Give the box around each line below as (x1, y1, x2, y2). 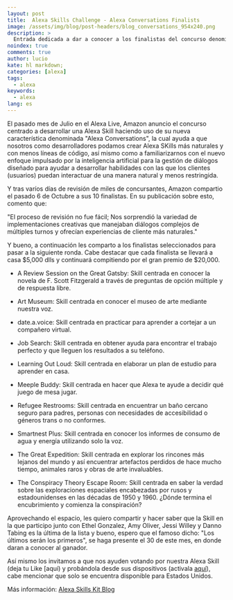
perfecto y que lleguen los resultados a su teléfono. (17, 346, 165, 354)
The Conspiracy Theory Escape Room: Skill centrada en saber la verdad (17, 478, 223, 486)
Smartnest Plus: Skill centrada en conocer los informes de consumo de (17, 429, 221, 438)
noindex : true (7, 42, 49, 49)
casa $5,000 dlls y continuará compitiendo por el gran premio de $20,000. (7, 255, 221, 264)
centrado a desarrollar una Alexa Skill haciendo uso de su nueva (7, 126, 191, 135)
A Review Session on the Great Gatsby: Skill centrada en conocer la (17, 268, 210, 277)
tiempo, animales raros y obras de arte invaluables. (17, 465, 164, 473)
